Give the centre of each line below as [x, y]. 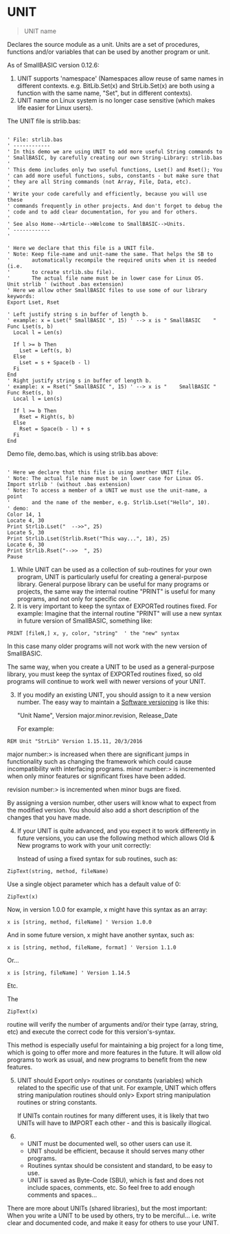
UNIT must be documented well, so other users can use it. [110, 1143]
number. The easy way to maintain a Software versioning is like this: [113, 702]
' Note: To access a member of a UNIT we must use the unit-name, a [107, 490]
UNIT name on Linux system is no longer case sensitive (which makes [116, 100]
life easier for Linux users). [55, 107]
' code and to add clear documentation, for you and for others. [102, 212]
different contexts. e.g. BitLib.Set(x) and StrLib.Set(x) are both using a [116, 85]
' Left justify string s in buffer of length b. [78, 314]
